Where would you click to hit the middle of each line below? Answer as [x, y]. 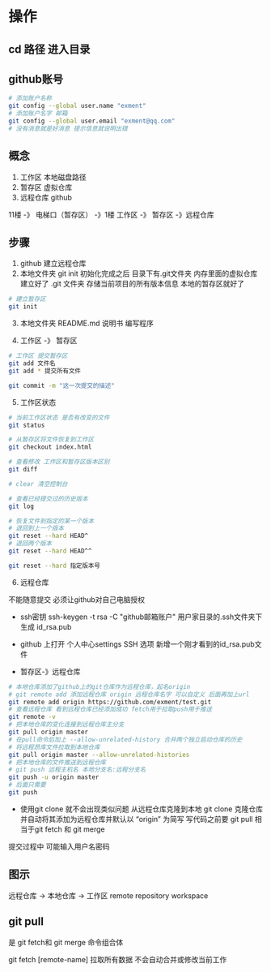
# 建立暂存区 [27, 299]
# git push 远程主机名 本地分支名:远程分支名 [77, 770]
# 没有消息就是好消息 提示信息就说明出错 [68, 128]
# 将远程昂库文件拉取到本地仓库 [54, 747]
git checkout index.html [50, 447]
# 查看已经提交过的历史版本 [49, 499]
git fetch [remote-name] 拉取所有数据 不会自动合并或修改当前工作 [118, 959]
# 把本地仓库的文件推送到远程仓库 [57, 762]
